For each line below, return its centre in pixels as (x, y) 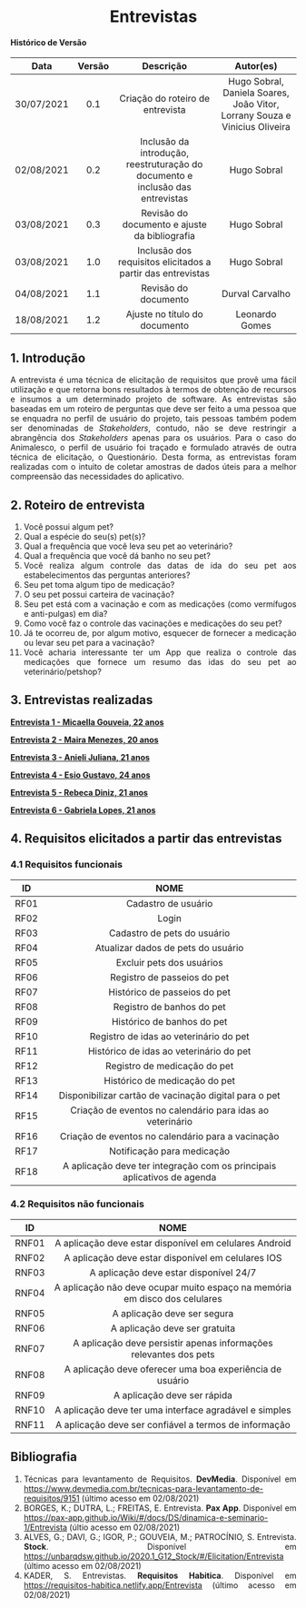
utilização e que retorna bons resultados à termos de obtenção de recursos (153, 390)
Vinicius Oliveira (256, 127)
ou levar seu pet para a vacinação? (89, 643)
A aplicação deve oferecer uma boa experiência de (173, 1369)
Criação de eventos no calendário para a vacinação (169, 1136)
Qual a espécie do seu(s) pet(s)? (84, 537)
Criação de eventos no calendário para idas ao (169, 1110)
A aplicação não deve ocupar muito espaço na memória (173, 1287)
